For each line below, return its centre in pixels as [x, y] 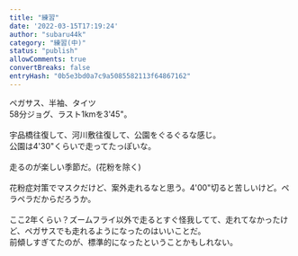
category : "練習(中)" [48, 43]
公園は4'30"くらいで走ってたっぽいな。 [83, 146]
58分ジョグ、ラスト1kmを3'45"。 [71, 114]
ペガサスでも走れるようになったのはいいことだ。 [115, 231]
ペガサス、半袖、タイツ [53, 102]
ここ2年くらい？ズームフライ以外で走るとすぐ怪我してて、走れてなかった [145, 219]
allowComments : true [48, 59]
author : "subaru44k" [48, 34]
